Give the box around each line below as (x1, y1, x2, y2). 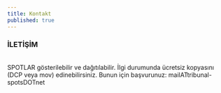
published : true (7, 17, 55, 24)
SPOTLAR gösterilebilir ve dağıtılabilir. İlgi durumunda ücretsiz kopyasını (7, 63, 215, 71)
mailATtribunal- (168, 71, 212, 79)
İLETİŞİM (7, 40, 38, 50)
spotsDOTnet (7, 78, 45, 86)
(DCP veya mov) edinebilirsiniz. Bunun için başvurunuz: (7, 71, 167, 79)
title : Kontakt (7, 10, 52, 17)
